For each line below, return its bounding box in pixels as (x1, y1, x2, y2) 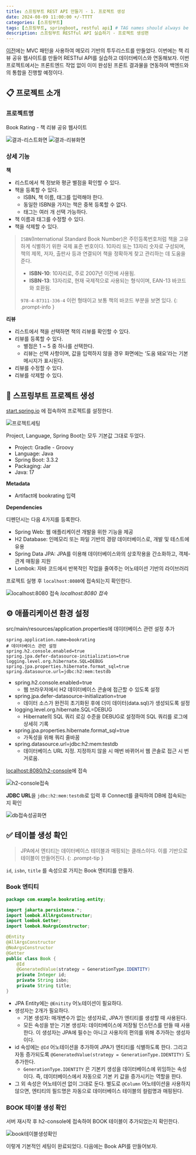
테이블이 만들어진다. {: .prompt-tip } (20, 854, 104, 861)
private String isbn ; (16, 978, 69, 984)
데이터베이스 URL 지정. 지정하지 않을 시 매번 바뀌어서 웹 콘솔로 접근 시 (23, 747, 183, 754)
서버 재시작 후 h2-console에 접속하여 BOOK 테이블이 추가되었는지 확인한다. (6, 1118, 180, 1125)
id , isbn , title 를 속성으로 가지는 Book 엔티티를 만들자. (6, 867, 135, 874)
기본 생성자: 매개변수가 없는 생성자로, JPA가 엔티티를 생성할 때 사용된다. (23, 1014, 187, 1021)
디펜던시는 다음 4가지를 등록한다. (6, 515, 82, 522)
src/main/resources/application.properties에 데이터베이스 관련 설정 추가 (6, 625, 175, 632)
